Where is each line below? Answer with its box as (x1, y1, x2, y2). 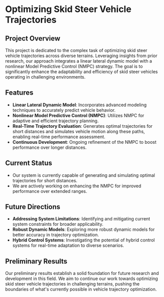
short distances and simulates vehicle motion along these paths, (12, 128, 145, 134)
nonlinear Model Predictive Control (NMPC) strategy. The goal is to (5, 64, 143, 69)
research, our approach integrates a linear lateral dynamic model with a (5, 58, 152, 64)
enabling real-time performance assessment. (12, 134, 105, 140)
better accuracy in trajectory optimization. (12, 232, 99, 238)
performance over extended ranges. (12, 188, 87, 194)
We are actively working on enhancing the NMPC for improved (12, 183, 141, 189)
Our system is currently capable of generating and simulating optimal (12, 172, 155, 178)
